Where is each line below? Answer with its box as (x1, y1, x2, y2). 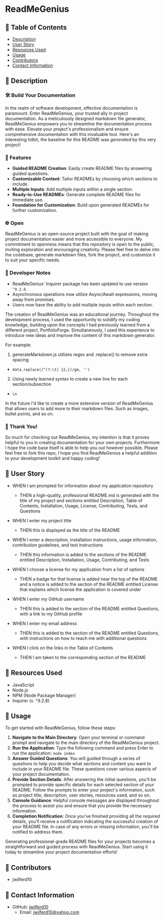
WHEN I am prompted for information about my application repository (12, 483, 154, 489)
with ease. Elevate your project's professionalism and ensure (5, 126, 129, 132)
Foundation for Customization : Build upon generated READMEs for (12, 202, 150, 208)
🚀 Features (5, 154, 32, 161)
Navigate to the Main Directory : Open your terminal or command (12, 735, 145, 741)
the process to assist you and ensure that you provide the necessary (12, 803, 152, 809)
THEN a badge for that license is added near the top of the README (19, 576, 158, 582)
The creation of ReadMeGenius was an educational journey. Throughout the (5, 311, 159, 317)
